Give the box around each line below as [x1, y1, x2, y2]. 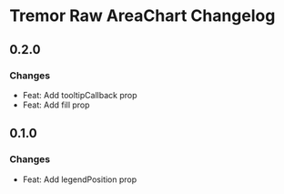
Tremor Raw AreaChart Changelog [9, 5, 276, 26]
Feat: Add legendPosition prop [22, 174, 137, 185]
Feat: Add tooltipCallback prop [22, 89, 137, 100]
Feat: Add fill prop [22, 99, 90, 110]
